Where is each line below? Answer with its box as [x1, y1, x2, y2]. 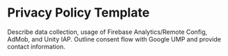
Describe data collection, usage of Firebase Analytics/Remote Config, [7, 28, 208, 36]
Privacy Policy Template [7, 5, 150, 21]
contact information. [7, 42, 66, 50]
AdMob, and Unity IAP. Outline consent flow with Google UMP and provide [7, 35, 222, 43]
